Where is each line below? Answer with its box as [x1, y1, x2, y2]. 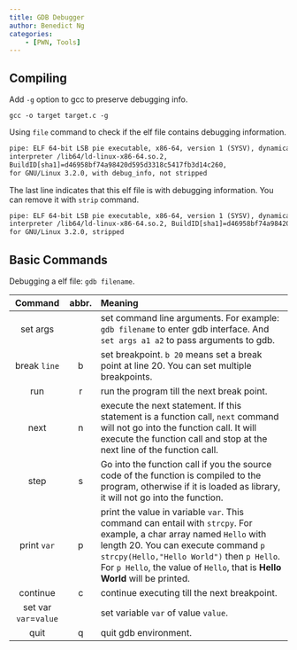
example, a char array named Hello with [100, 529, 267, 540]
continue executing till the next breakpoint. [100, 587, 278, 599]
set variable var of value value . [100, 607, 228, 619]
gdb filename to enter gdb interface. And [100, 323, 270, 335]
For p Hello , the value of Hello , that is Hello [100, 561, 282, 573]
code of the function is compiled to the [100, 469, 262, 482]
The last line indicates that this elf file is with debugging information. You [9, 184, 274, 195]
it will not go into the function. [100, 491, 224, 504]
